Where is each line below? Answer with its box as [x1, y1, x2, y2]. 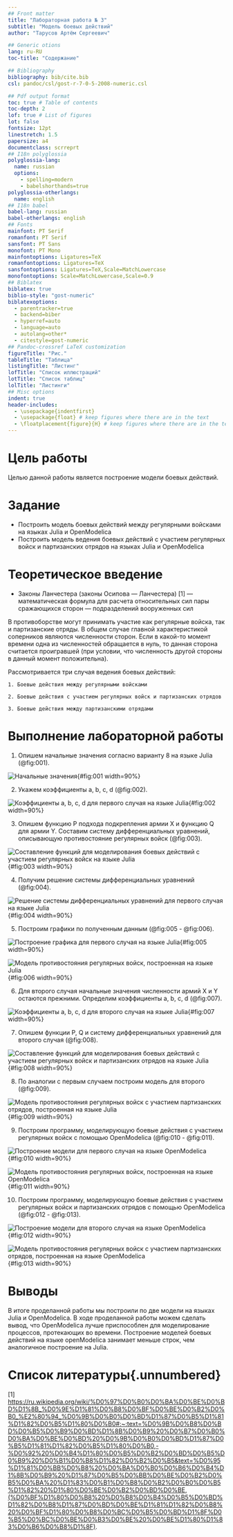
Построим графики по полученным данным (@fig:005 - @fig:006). [17, 924, 214, 932]
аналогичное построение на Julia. [8, 1343, 109, 1351]
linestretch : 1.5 [8, 131, 58, 138]
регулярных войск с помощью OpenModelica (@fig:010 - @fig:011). [17, 1133, 215, 1141]
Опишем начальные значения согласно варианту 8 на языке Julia [17, 751, 213, 760]
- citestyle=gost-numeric [14, 337, 89, 344]
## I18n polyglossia [8, 150, 68, 158]
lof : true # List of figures [8, 112, 92, 119]
